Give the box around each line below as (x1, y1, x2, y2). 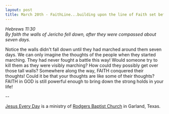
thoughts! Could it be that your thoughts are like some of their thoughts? (5, 73, 155, 79)
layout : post (5, 7, 33, 13)
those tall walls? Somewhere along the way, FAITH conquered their (5, 67, 144, 73)
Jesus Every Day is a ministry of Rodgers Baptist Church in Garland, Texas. (5, 103, 161, 109)
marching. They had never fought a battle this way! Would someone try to (5, 57, 158, 63)
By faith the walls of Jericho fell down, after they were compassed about (5, 31, 156, 37)
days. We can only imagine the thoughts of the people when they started (5, 51, 156, 58)
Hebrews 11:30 (5, 26, 36, 32)
